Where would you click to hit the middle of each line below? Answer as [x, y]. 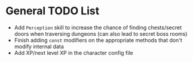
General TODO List [53, 11]
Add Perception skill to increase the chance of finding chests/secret [98, 27]
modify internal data [39, 46]
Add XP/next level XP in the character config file [73, 52]
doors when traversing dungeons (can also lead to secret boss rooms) [101, 33]
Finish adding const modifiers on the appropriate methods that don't [98, 40]
